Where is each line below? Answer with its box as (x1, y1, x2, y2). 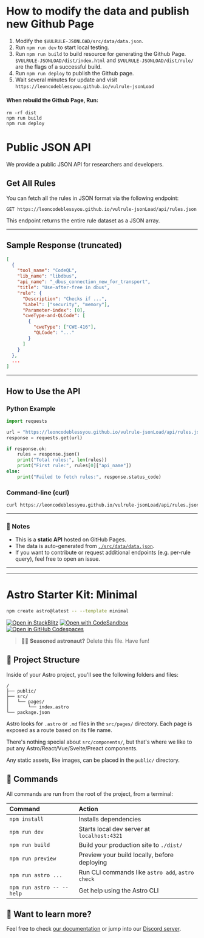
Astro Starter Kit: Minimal (6, 588, 138, 602)
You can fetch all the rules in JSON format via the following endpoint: (6, 194, 179, 202)
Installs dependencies (78, 815, 141, 823)
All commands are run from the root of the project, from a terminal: (6, 790, 173, 797)
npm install (9, 815, 44, 823)
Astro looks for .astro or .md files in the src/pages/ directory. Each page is (6, 720, 192, 727)
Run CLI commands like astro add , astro (78, 868, 194, 876)
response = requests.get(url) (6, 434, 83, 441)
